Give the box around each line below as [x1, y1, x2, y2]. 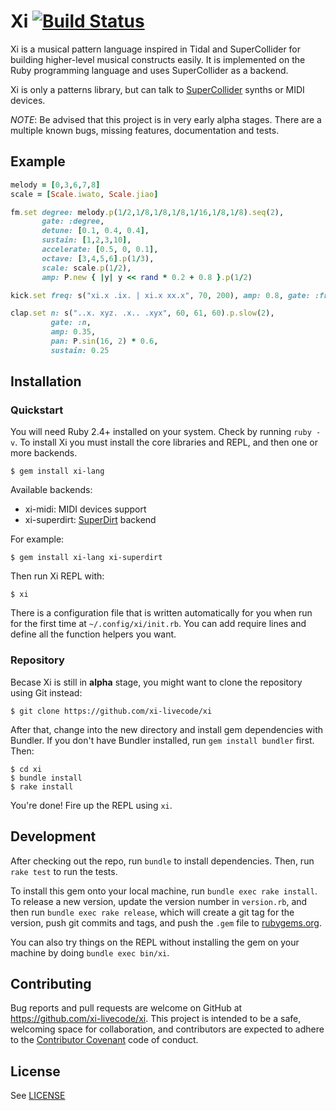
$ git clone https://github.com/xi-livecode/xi [10, 706, 213, 716]
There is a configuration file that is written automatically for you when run [10, 607, 313, 619]
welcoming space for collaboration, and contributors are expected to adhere [10, 1023, 325, 1035]
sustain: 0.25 [50, 345, 110, 355]
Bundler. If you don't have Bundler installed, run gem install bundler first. [10, 734, 315, 746]
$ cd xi [10, 764, 43, 774]
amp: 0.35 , [50, 327, 97, 337]
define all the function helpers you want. [10, 628, 177, 640]
